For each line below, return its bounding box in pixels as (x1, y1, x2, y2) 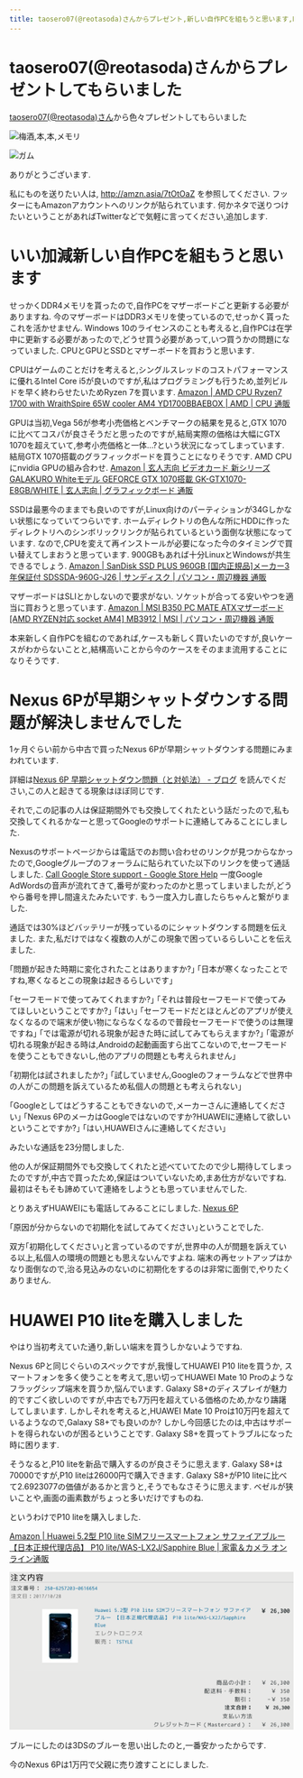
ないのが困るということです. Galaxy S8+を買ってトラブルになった (48, 1428, 293, 1439)
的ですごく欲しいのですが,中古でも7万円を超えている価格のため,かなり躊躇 (9, 1395, 287, 1405)
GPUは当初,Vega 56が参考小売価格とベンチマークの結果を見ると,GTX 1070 (9, 417, 287, 428)
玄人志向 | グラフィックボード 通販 (65, 484, 194, 495)
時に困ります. (9, 1440, 60, 1451)
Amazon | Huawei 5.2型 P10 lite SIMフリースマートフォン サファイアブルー (9, 1531, 286, 1542)
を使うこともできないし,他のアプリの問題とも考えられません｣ (9, 1051, 237, 1062)
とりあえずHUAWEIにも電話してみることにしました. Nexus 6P (9, 1202, 239, 1213)
